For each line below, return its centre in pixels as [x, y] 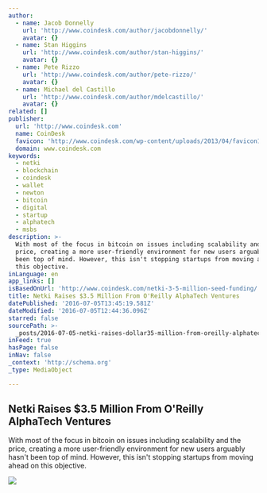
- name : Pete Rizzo [48, 67]
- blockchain [37, 171]
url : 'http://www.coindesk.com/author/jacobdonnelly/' [115, 30]
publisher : [26, 119]
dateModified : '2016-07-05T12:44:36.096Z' [79, 310]
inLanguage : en [33, 274]
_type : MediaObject [41, 370]
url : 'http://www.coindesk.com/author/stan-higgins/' [113, 52]
